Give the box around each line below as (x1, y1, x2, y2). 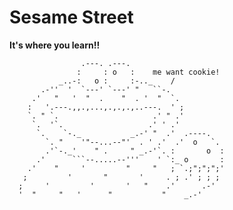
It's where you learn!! (9, 39, 101, 51)
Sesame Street (9, 6, 134, 29)
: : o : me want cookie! (76, 67, 221, 77)
